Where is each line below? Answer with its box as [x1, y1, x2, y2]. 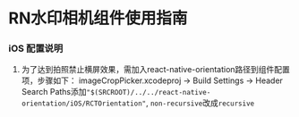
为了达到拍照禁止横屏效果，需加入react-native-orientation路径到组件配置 [21, 64, 290, 75]
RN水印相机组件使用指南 [8, 8, 188, 29]
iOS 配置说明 [8, 42, 64, 54]
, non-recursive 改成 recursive [145, 97, 255, 108]
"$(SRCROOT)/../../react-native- [86, 88, 211, 97]
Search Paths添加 [21, 87, 87, 97]
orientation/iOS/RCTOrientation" [21, 99, 147, 108]
